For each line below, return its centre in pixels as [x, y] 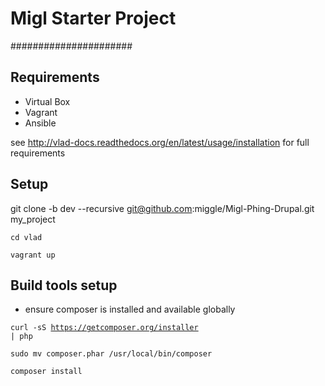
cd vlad [26, 237]
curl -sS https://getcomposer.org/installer [104, 328]
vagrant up [33, 255]
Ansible [40, 123]
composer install [46, 372]
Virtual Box [47, 101]
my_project [33, 219]
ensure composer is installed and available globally [130, 309]
